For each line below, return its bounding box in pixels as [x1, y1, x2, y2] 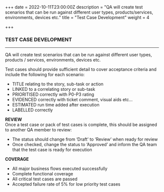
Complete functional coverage [12, 171, 73, 177]
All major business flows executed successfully [12, 166, 108, 171]
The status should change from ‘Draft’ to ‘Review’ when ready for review [12, 136, 158, 142]
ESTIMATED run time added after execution [12, 102, 100, 108]
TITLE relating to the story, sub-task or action [12, 81, 104, 87]
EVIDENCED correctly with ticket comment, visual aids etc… [12, 97, 133, 103]
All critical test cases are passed [12, 176, 78, 182]
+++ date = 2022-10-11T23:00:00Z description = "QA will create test [5, 4, 143, 10]
